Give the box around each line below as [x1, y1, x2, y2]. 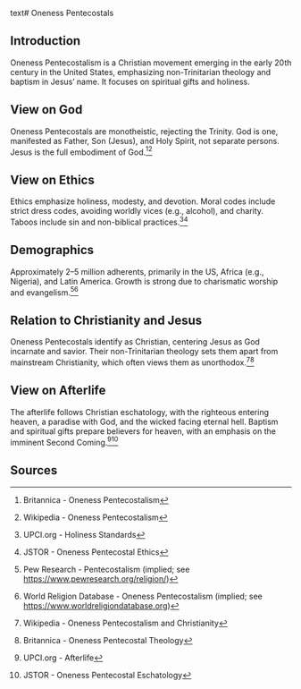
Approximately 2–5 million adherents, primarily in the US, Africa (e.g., [10, 266, 264, 276]
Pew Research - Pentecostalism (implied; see [22, 564, 190, 574]
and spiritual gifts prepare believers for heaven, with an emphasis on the [10, 425, 276, 437]
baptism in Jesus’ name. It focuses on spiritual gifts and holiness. [10, 76, 251, 87]
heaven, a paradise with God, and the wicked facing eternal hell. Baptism [10, 416, 279, 427]
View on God [10, 102, 83, 117]
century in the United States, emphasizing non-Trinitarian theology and [10, 66, 272, 77]
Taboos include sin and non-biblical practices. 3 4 [10, 215, 188, 227]
